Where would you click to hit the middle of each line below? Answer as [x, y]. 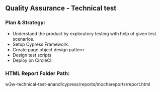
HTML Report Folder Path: [37, 73]
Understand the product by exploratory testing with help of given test [84, 33]
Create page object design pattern [48, 49]
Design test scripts [32, 55]
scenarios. [23, 39]
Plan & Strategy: [25, 23]
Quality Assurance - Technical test [61, 8]
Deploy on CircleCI [32, 60]
